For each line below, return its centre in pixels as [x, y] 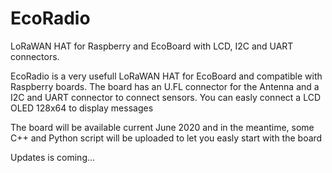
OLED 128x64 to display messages [82, 108]
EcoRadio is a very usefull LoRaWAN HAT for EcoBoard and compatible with [166, 76]
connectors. [35, 56]
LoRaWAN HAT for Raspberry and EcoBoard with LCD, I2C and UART [152, 46]
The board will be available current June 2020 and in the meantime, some [162, 127]
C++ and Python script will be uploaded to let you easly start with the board [166, 138]
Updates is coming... [53, 157]
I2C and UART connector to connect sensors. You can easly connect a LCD [165, 97]
